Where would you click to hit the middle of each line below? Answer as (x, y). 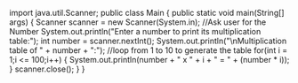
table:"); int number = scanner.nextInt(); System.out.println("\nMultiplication (148, 41)
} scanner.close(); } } (48, 69)
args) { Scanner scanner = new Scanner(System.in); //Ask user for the (138, 22)
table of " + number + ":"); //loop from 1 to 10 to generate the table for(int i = (148, 50)
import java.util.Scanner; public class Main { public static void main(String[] (147, 13)
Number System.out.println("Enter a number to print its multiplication (135, 31)
